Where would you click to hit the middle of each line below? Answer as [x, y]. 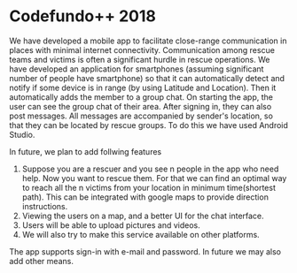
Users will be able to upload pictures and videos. [111, 225]
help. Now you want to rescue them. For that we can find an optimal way [154, 178]
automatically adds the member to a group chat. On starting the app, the [141, 97]
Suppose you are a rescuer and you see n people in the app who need [150, 169]
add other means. [41, 261]
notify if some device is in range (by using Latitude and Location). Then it [143, 87]
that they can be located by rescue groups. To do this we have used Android [148, 125]
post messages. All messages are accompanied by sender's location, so [141, 116]
